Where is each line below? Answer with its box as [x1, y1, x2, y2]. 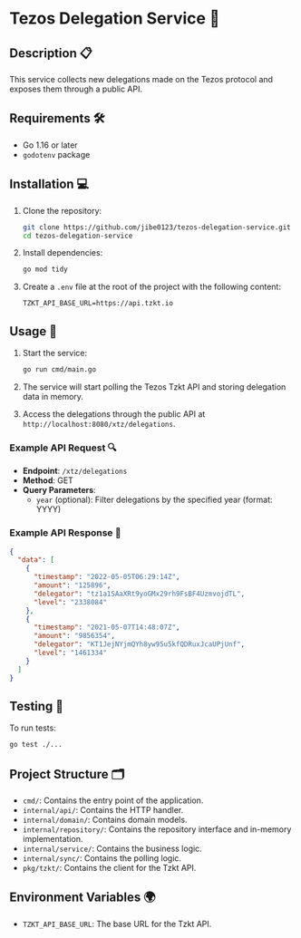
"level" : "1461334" [33, 648, 107, 658]
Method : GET [22, 475, 74, 486]
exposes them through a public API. [9, 83, 143, 94]
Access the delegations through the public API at [22, 408, 206, 420]
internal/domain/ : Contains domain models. [22, 815, 188, 826]
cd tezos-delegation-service [22, 231, 133, 240]
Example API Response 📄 [9, 527, 121, 539]
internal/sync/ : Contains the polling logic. [22, 853, 182, 864]
